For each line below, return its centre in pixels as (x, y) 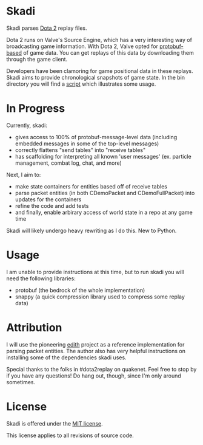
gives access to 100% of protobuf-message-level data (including (96, 137)
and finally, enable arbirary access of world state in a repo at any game (104, 212)
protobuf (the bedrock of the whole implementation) (80, 290)
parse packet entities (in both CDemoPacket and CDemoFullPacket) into (105, 193)
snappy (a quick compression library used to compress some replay (100, 297)
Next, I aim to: (24, 174)
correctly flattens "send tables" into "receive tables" (80, 150)
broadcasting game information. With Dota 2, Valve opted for (82, 46)
